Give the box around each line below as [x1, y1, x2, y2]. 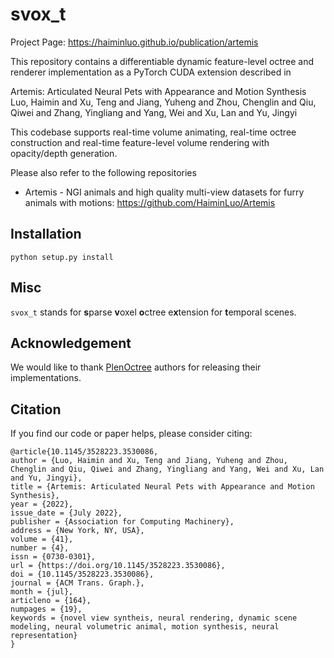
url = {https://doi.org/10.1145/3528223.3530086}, [10, 561, 226, 571]
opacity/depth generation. [10, 147, 118, 159]
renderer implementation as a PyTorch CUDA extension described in [10, 66, 292, 78]
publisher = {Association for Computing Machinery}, [10, 517, 235, 527]
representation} [10, 631, 78, 641]
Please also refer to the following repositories [10, 166, 197, 178]
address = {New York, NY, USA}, [10, 526, 145, 536]
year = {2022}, [10, 499, 74, 510]
